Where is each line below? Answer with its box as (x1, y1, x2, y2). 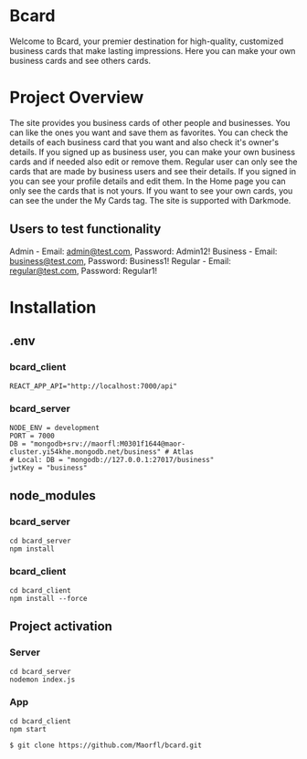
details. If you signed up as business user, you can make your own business (9, 146, 295, 157)
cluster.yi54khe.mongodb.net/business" (9, 447, 162, 457)
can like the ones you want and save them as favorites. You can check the (9, 127, 289, 138)
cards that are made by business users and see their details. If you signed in (9, 165, 297, 176)
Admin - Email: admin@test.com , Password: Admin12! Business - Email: (9, 246, 278, 257)
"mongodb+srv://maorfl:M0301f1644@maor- (29, 439, 185, 448)
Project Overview (9, 88, 144, 108)
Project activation (9, 618, 112, 635)
